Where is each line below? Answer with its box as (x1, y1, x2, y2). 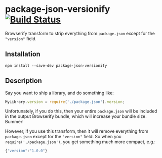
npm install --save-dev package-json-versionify (5, 63, 107, 68)
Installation (5, 50, 40, 58)
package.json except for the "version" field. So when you (5, 134, 122, 140)
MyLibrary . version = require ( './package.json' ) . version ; (5, 99, 125, 105)
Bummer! (5, 119, 24, 125)
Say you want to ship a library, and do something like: (5, 90, 114, 96)
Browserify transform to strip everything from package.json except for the (5, 30, 155, 36)
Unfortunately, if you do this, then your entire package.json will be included (5, 108, 157, 114)
